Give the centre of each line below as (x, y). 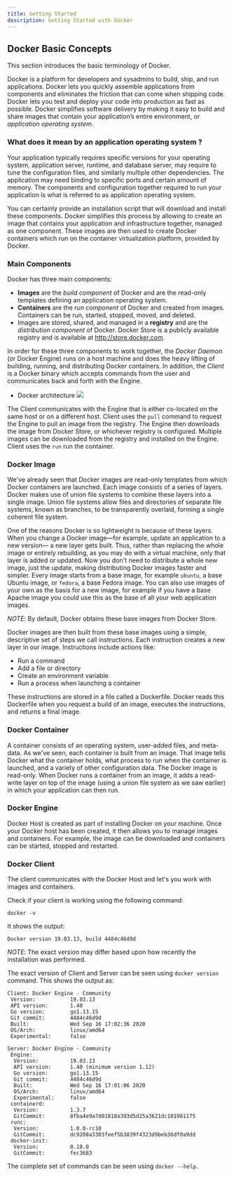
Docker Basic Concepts (60, 49)
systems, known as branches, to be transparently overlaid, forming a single (116, 510)
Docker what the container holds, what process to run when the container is (117, 760)
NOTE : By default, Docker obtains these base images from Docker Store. (112, 619)
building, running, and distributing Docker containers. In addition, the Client (116, 366)
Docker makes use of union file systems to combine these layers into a (109, 495)
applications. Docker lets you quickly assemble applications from (101, 87)
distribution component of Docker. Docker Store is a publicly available (118, 330)
